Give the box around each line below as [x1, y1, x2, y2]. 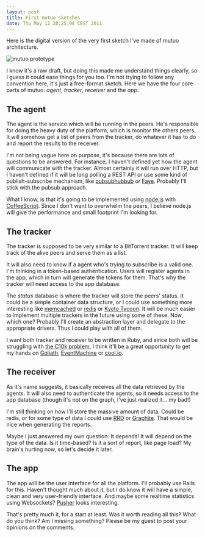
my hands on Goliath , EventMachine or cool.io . [6, 349, 124, 357]
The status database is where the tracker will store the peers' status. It [6, 292, 184, 299]
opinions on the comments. [6, 524, 75, 531]
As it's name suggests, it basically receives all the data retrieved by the [6, 383, 185, 390]
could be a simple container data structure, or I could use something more [6, 299, 193, 305]
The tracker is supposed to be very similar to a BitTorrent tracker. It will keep [6, 243, 198, 250]
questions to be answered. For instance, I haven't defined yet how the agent [6, 158, 198, 165]
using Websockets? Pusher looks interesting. [6, 499, 120, 506]
